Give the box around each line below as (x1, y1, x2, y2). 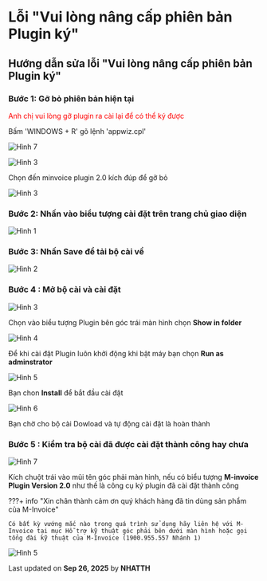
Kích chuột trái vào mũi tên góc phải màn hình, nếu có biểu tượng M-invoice (8, 473, 259, 482)
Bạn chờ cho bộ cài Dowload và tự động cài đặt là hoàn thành (8, 418, 210, 428)
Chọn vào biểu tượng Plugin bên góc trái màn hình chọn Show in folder (8, 317, 242, 327)
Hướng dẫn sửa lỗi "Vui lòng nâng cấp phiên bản (8, 57, 253, 70)
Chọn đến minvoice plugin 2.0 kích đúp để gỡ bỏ (8, 172, 168, 183)
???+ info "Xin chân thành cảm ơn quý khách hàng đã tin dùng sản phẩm (8, 497, 247, 506)
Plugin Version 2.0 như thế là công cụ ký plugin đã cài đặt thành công (8, 481, 239, 490)
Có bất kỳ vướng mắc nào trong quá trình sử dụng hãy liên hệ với (8, 520, 234, 528)
